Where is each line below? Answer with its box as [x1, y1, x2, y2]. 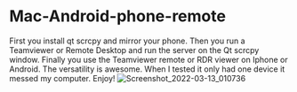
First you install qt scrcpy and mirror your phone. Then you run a [9, 35, 245, 46]
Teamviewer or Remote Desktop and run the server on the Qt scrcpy [9, 44, 260, 55]
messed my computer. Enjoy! [9, 73, 116, 83]
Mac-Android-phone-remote [9, 6, 227, 27]
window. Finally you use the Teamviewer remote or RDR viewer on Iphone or [9, 54, 288, 65]
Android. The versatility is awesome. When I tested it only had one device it [9, 64, 285, 74]
